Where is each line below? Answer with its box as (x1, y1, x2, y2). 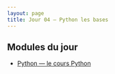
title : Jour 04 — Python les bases (7, 16, 109, 23)
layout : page (7, 10, 44, 17)
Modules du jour (7, 41, 79, 53)
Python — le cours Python (16, 59, 91, 68)
